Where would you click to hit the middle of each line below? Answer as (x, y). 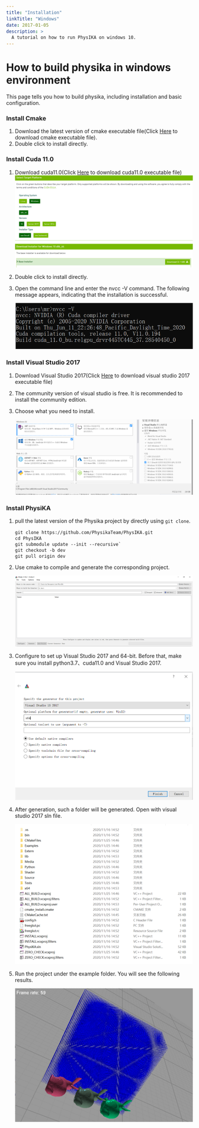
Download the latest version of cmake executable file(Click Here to (96, 131)
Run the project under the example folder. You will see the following (97, 974)
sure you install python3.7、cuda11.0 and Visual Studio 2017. (88, 663)
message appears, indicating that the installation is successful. (91, 295)
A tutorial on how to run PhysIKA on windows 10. (74, 38)
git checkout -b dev (40, 551)
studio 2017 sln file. (38, 815)
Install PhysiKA (29, 508)
